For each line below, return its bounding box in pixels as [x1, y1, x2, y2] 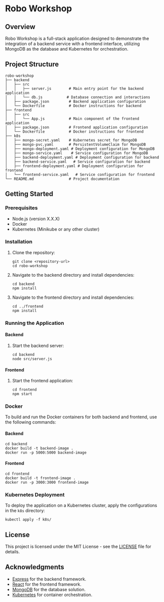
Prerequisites [5, 204, 38, 211]
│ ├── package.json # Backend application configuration [5, 99, 146, 104]
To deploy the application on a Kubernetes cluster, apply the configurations [5, 502, 157, 509]
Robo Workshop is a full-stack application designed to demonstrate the [5, 35, 149, 41]
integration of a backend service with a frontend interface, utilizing [5, 41, 140, 47]
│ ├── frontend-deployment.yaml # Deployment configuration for [5, 163, 144, 169]
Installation [5, 238, 33, 245]
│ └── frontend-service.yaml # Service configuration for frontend [5, 172, 155, 177]
